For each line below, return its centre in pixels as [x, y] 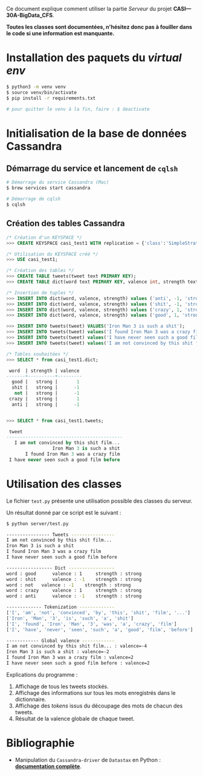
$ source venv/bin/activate [42, 92]
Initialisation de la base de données [97, 133]
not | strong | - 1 [47, 393]
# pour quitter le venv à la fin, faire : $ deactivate [78, 109]
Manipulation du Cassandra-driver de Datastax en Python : [88, 760]
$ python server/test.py [37, 523]
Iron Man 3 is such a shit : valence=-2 [58, 652]
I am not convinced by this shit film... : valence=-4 [77, 646]
